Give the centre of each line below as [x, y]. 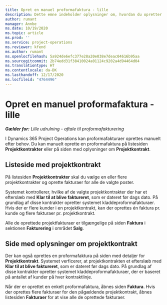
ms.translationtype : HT [30, 65]
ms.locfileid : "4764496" [31, 79]
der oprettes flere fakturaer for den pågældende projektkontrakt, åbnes [78, 292]
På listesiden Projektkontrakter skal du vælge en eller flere [66, 177]
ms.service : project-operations [39, 42]
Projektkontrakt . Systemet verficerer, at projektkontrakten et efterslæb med [83, 261]
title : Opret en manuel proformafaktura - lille [57, 10]
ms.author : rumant [24, 51]
